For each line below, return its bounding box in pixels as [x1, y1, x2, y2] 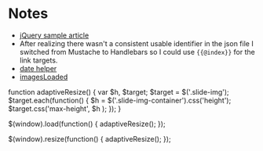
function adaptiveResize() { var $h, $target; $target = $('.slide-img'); [8, 87, 229, 96]
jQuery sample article [19, 31, 89, 40]
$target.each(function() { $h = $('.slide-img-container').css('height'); [8, 95, 232, 105]
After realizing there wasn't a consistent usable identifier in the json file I [19, 38, 254, 48]
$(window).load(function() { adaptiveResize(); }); [8, 119, 166, 128]
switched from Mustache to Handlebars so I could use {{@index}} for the [19, 47, 255, 56]
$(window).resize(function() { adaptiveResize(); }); [8, 134, 171, 143]
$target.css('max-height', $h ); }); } [8, 103, 122, 113]
